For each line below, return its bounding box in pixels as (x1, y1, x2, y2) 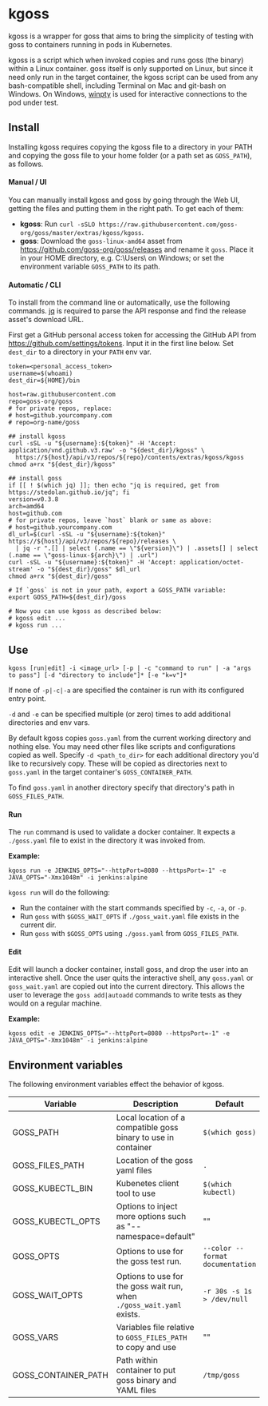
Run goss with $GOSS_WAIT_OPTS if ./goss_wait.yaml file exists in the (19, 912, 239, 922)
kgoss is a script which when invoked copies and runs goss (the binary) (8, 55, 244, 65)
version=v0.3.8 (8, 496, 59, 504)
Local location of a (116, 1112, 186, 1123)
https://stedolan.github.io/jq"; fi (8, 488, 130, 496)
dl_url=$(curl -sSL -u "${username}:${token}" (8, 531, 166, 539)
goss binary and (116, 1375, 177, 1386)
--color (203, 1244, 232, 1253)
